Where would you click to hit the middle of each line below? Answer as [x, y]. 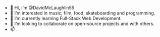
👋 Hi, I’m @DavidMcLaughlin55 [42, 8]
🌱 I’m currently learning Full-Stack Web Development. [66, 18]
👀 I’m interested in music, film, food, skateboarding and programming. [83, 13]
